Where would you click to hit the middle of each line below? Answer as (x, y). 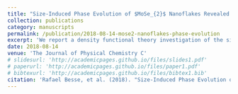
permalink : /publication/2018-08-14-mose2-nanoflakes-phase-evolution (114, 34)
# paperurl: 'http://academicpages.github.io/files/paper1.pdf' (104, 66)
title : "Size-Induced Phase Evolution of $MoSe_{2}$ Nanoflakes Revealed (119, 14)
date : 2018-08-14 (33, 47)
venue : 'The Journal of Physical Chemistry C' (77, 54)
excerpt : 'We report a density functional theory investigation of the (115, 40)
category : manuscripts (41, 27)
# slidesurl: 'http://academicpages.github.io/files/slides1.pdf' (107, 60)
